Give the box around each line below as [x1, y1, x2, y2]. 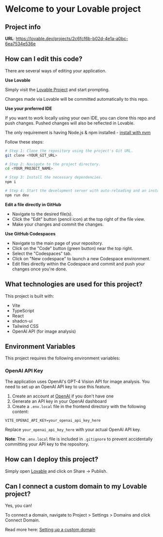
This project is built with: [5, 293, 54, 299]
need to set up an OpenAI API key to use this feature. [5, 383, 111, 390]
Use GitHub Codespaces [5, 231, 56, 236]
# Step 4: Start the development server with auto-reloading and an [5, 188, 147, 193]
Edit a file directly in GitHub [5, 201, 62, 207]
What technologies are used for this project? [5, 280, 143, 288]
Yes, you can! [5, 502, 33, 509]
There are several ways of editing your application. [5, 68, 107, 73]
